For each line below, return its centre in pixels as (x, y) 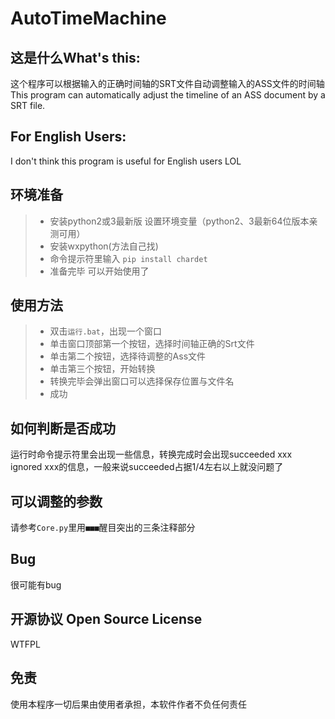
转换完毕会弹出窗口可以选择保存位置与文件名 (142, 381)
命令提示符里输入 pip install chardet (128, 258)
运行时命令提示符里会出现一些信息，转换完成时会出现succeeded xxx (151, 454)
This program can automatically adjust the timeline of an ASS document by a (168, 95)
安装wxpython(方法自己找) (104, 246)
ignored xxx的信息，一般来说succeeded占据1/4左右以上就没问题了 (147, 467)
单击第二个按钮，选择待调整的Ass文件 (128, 356)
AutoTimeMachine (88, 18)
